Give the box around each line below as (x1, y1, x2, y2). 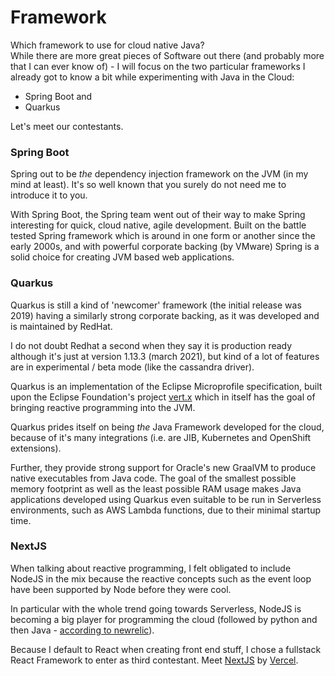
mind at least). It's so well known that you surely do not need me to (10, 179, 287, 191)
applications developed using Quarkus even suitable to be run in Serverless (10, 493, 322, 505)
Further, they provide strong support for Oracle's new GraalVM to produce (10, 461, 317, 473)
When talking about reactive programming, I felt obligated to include (10, 562, 292, 574)
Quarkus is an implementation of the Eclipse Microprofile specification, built (10, 380, 323, 392)
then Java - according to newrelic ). (10, 624, 155, 636)
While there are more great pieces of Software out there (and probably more (10, 49, 325, 61)
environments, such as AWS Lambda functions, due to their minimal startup (10, 504, 321, 516)
